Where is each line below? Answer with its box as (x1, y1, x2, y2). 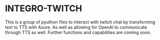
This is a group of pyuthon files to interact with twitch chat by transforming (5, 19, 156, 25)
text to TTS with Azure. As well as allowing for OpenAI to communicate (5, 24, 147, 30)
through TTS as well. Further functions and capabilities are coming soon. (5, 29, 151, 35)
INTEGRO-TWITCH (5, 3, 82, 14)
